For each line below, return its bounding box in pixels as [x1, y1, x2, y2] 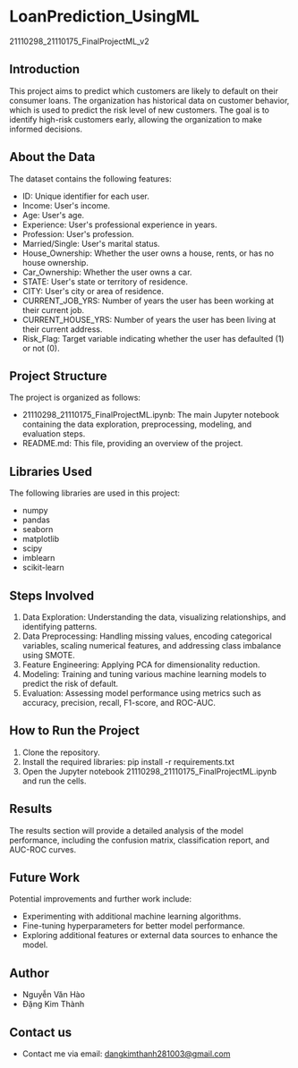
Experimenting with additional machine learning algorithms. [21, 911, 242, 922]
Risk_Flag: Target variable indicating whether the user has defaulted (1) [21, 333, 285, 343]
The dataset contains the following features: [9, 173, 172, 184]
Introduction [9, 62, 81, 77]
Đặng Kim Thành [21, 999, 85, 1010]
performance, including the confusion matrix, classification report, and [9, 835, 270, 845]
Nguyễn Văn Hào [21, 989, 85, 1000]
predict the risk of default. [21, 678, 119, 689]
